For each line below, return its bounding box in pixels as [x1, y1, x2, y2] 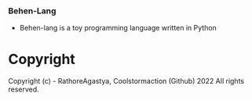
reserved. [8, 84, 39, 95]
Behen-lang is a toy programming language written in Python [19, 23, 217, 33]
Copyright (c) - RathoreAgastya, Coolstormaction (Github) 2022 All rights [8, 77, 245, 86]
